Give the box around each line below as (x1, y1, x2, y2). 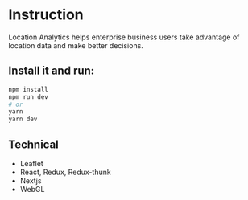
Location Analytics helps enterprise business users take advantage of (8, 32, 240, 42)
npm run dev (8, 92, 48, 101)
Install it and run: (8, 64, 95, 78)
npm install (8, 85, 48, 93)
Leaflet (19, 158, 44, 168)
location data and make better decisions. (8, 40, 143, 50)
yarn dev (8, 115, 38, 124)
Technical (8, 137, 59, 151)
